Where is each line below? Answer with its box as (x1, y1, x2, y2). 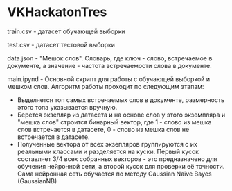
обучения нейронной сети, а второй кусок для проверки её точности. (17, 162, 225, 170)
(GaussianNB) (17, 176, 57, 185)
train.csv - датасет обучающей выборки (7, 27, 126, 35)
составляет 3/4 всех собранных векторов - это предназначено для (17, 154, 217, 163)
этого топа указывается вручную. (17, 103, 118, 111)
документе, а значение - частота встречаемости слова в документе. (7, 61, 213, 69)
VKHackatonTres (7, 4, 107, 20)
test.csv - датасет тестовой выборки (7, 40, 116, 49)
